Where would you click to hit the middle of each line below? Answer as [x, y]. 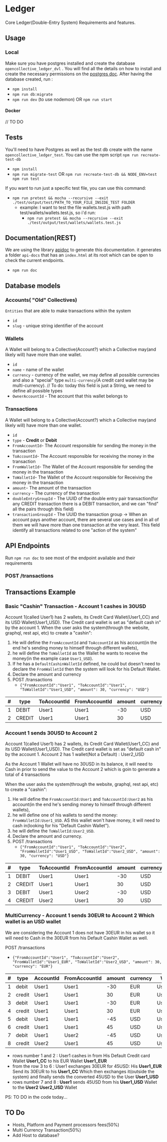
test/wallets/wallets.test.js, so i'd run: [58, 213]
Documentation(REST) [41, 238]
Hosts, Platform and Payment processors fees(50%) [66, 1125]
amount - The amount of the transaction [52, 488]
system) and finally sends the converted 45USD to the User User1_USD [85, 1077]
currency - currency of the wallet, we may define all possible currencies [86, 375]
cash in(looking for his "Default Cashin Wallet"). [61, 826]
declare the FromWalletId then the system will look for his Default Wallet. [86, 669]
